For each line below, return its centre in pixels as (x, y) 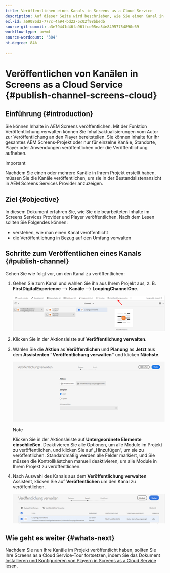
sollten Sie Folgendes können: (37, 222)
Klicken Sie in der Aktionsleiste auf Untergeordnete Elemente (77, 439)
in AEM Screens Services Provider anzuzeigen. (54, 183)
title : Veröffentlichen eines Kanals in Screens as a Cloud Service (79, 11)
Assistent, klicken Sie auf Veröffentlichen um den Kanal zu (74, 481)
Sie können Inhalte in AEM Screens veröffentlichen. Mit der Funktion (76, 126)
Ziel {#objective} (32, 199)
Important (15, 163)
